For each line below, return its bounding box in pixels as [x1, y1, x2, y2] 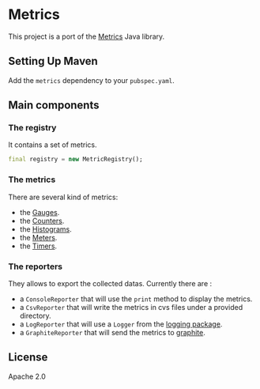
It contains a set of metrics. [8, 140, 97, 149]
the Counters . [19, 216, 65, 225]
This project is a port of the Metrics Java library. [8, 32, 165, 41]
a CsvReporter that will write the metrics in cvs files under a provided [19, 302, 243, 312]
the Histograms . [19, 224, 73, 234]
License [8, 350, 48, 364]
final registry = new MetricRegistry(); [8, 156, 144, 164]
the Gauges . [19, 207, 60, 217]
